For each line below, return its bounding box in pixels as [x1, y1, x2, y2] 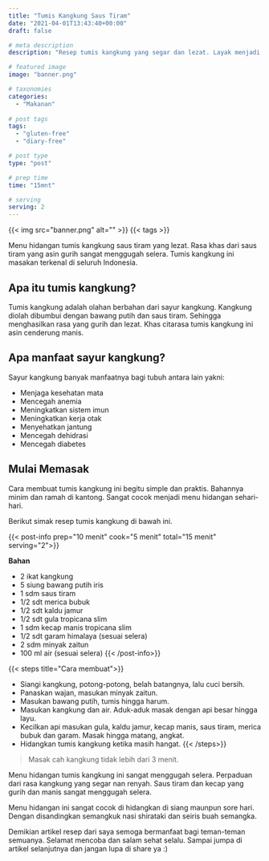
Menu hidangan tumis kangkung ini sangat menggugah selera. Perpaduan [8, 770, 253, 779]
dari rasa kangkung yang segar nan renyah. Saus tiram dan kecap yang [8, 778, 244, 788]
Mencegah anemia [19, 396, 82, 406]
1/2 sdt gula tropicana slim [19, 614, 108, 623]
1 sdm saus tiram [19, 588, 76, 598]
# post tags [8, 115, 48, 123]
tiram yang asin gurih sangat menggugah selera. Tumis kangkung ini [8, 250, 234, 259]
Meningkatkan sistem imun [19, 404, 110, 414]
